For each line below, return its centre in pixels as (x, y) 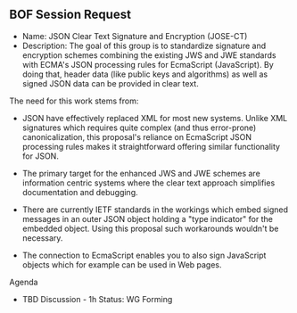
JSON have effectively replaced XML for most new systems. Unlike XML (155, 118)
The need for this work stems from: (74, 101)
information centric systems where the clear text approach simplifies (148, 183)
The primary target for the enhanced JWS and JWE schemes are (141, 173)
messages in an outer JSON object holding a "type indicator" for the (148, 218)
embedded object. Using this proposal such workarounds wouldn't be (150, 228)
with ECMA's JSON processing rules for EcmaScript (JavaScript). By (148, 64)
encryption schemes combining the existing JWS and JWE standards (149, 55)
